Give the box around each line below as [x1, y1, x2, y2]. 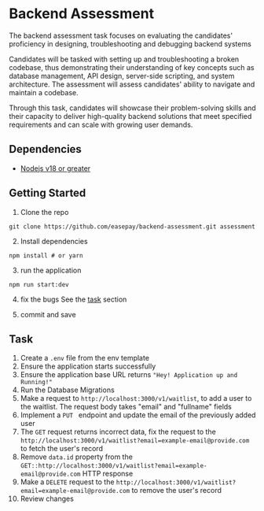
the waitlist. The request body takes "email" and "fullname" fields [20, 402, 233, 412]
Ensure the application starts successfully [20, 361, 156, 371]
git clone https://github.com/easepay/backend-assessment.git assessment [9, 222, 256, 231]
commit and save [20, 309, 77, 319]
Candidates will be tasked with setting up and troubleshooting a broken [9, 54, 240, 64]
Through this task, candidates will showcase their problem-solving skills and [9, 103, 256, 113]
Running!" [20, 379, 53, 387]
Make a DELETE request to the [20, 477, 115, 487]
